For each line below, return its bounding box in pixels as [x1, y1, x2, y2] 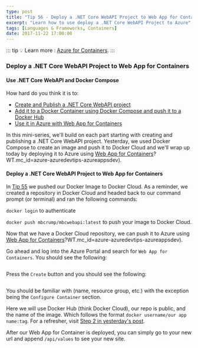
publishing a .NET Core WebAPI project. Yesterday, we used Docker [6, 138, 171, 145]
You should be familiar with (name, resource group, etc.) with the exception [6, 287, 189, 294]
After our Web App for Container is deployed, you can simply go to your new [6, 329, 192, 336]
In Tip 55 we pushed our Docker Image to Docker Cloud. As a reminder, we [6, 183, 188, 190]
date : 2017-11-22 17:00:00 [6, 31, 72, 37]
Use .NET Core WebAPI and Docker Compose [6, 76, 119, 83]
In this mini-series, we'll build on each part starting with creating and [6, 131, 173, 139]
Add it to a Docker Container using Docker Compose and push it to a [14, 108, 181, 115]
